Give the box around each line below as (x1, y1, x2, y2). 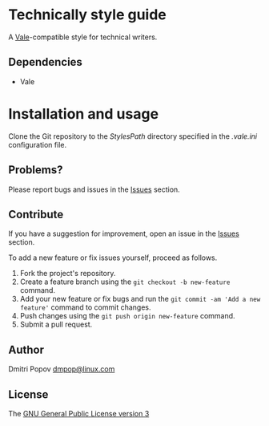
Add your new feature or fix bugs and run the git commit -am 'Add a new (19, 294, 261, 304)
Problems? (8, 163, 63, 177)
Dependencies (8, 55, 82, 69)
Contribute (8, 207, 64, 221)
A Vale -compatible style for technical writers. (8, 32, 158, 42)
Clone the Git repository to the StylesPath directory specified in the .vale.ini (8, 131, 258, 141)
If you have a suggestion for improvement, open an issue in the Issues (8, 229, 240, 238)
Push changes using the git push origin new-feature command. (19, 311, 235, 321)
